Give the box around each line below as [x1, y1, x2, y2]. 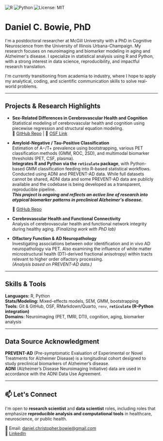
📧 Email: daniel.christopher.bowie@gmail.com [5, 425, 97, 431]
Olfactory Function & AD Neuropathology [12, 235, 97, 241]
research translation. [5, 63, 47, 69]
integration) [5, 308, 30, 314]
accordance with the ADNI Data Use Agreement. [5, 371, 102, 377]
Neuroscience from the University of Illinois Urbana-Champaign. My [5, 43, 141, 49]
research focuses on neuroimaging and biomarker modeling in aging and [5, 48, 150, 54]
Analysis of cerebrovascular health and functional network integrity [12, 220, 147, 226]
